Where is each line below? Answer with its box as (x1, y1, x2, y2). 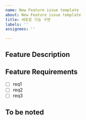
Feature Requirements (5, 67, 78, 76)
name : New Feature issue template (5, 7, 79, 13)
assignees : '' (5, 27, 36, 32)
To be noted (5, 108, 45, 116)
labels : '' (5, 22, 29, 27)
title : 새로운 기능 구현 (5, 17, 51, 22)
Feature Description (5, 50, 70, 59)
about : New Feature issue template (5, 12, 81, 17)
